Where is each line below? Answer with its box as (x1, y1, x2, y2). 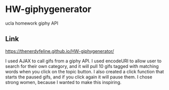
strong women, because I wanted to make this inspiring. (5, 79, 122, 85)
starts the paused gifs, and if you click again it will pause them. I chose (5, 74, 152, 80)
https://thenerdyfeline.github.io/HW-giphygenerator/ (5, 48, 115, 54)
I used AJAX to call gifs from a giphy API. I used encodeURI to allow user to (5, 58, 162, 64)
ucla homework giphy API (5, 20, 59, 26)
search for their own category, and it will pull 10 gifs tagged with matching (5, 63, 159, 69)
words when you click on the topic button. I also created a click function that (5, 68, 164, 74)
